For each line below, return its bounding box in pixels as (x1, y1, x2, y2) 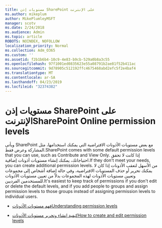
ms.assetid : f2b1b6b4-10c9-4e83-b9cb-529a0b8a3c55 (5, 57, 110, 62)
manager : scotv (5, 20, 36, 26)
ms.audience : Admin (5, 30, 45, 35)
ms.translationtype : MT (5, 71, 54, 76)
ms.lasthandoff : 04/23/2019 (5, 79, 62, 84)
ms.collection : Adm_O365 (5, 48, 55, 53)
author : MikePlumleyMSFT (5, 16, 55, 21)
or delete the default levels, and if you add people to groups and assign (5, 183, 148, 189)
